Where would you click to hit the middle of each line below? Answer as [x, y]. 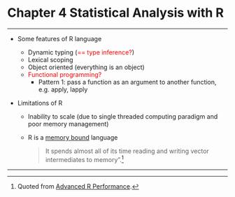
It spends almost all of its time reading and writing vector [127, 151]
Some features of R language [59, 38]
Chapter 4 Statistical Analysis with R [115, 13]
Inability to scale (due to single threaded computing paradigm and [123, 116]
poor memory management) [68, 124]
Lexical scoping [50, 59]
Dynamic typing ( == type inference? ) [81, 52]
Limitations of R [40, 103]
